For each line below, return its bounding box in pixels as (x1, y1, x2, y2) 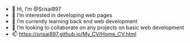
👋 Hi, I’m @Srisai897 (11, 6, 61, 12)
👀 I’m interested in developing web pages (11, 12, 113, 19)
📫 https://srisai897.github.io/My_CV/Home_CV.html (11, 31, 137, 37)
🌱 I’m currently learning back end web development (11, 18, 137, 24)
